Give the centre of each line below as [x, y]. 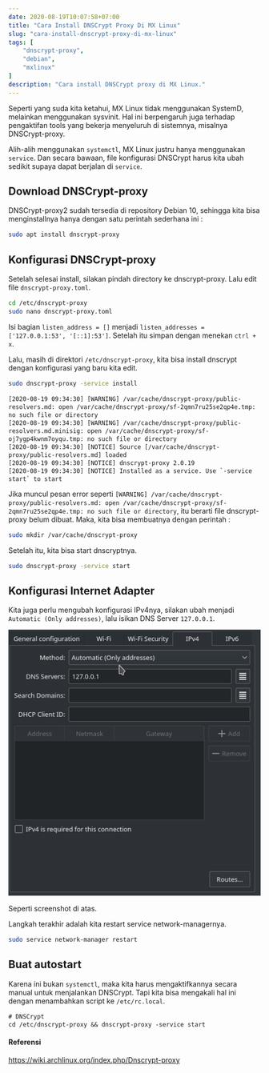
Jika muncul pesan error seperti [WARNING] [78, 494]
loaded [116, 455]
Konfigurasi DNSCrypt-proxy [82, 260]
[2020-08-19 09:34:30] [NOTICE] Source [75, 447]
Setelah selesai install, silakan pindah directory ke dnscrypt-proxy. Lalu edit [133, 279]
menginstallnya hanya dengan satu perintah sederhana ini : [106, 219]
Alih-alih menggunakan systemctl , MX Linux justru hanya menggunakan [127, 149]
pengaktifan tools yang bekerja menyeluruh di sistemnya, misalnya [118, 125]
